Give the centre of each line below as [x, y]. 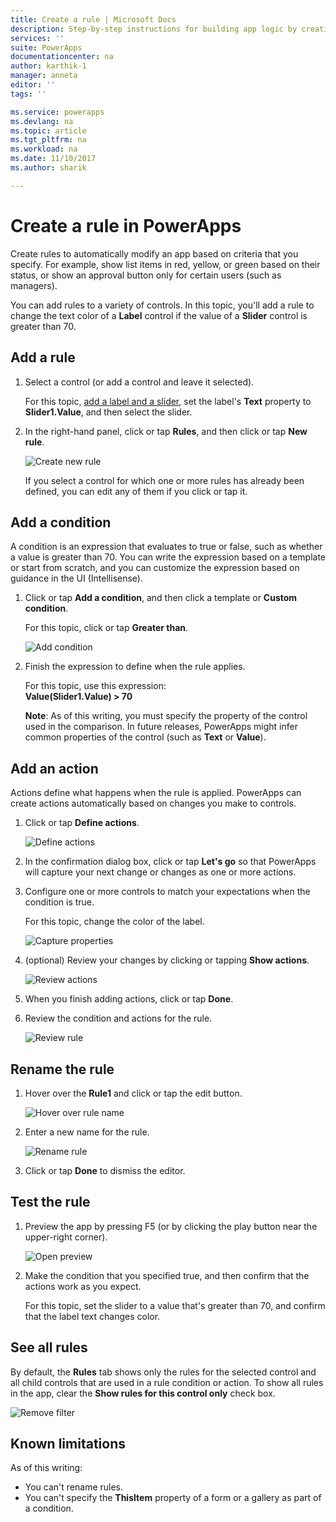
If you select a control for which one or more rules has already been [164, 480]
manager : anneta [44, 76]
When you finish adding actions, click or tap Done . [129, 999]
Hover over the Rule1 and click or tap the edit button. [133, 1093]
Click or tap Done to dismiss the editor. [105, 1170]
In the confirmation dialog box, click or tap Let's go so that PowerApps [170, 862]
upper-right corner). [66, 1237]
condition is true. [59, 902]
